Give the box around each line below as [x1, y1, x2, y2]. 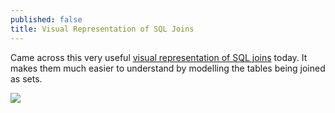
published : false [10, 14, 83, 25]
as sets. [10, 72, 43, 85]
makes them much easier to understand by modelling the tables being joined [10, 62, 326, 74]
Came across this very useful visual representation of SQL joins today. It [10, 51, 308, 63]
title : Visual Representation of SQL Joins [10, 24, 195, 34]
